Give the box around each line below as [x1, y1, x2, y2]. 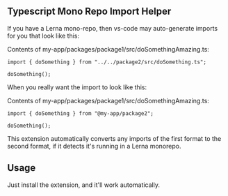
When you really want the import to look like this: [7, 83, 147, 91]
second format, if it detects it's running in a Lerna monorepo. [7, 142, 181, 150]
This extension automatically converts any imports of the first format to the [7, 134, 222, 142]
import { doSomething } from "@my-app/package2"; [7, 110, 154, 117]
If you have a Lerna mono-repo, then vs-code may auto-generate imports [7, 24, 218, 32]
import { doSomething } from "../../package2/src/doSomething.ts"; [7, 59, 207, 66]
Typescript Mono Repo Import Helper [7, 6, 172, 17]
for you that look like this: [7, 31, 80, 40]
